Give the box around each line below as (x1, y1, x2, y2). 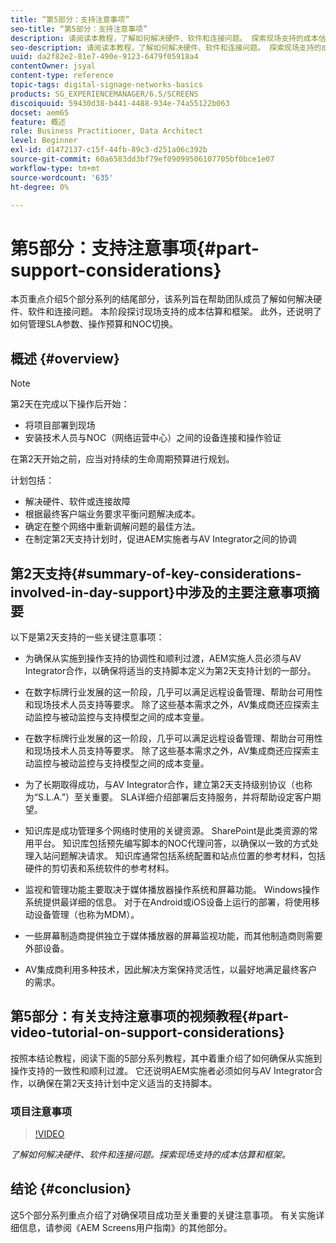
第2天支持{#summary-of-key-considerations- (10, 565, 302, 582)
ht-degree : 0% (10, 182, 70, 192)
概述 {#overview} (10, 350, 120, 367)
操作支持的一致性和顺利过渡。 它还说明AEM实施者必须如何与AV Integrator (10, 1064, 315, 1076)
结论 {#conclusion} (10, 1181, 132, 1198)
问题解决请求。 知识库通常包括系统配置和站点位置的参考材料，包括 (51, 849, 326, 861)
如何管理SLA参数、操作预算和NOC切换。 (10, 318, 179, 330)
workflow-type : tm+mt (10, 163, 101, 173)
